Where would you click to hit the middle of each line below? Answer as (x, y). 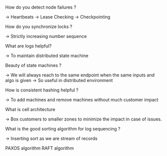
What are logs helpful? (28, 46)
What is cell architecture (30, 109)
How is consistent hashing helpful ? (42, 90)
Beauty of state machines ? (33, 65)
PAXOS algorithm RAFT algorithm (40, 148)
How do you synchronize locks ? (39, 26)
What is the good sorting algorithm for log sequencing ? (63, 129)
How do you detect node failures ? (41, 7)
